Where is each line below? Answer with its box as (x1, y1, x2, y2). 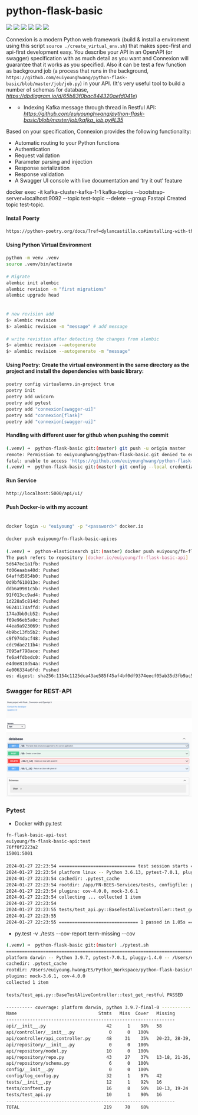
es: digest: (6, 673, 35, 679)
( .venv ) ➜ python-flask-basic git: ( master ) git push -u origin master (6, 445, 186, 451)
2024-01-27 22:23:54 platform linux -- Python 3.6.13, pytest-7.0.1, (6, 869, 181, 875)
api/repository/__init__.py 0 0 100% (6, 1042, 149, 1048)
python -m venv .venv (6, 255, 60, 261)
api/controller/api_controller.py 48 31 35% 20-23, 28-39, (6, 1035, 192, 1041)
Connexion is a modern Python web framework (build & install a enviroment (6, 35, 190, 43)
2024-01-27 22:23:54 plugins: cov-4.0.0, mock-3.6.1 (6, 888, 138, 894)
